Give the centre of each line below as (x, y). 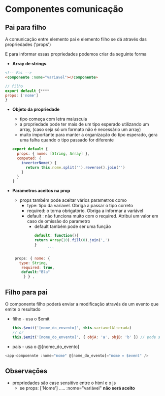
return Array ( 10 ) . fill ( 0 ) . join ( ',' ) (72, 240)
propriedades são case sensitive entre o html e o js (64, 383)
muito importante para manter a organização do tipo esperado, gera (88, 135)
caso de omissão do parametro (58, 221)
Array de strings (29, 64)
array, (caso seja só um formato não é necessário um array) (80, 130)
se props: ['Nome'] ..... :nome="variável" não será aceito (77, 388)
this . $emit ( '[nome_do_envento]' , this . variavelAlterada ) (72, 328)
